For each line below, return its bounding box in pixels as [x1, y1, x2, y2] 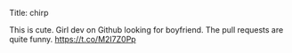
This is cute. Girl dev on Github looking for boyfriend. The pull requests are [9, 25, 284, 34]
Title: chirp [9, 8, 49, 18]
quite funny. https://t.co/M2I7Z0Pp [9, 34, 136, 44]
